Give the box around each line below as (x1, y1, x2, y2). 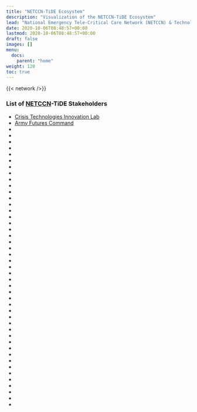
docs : (11, 52, 25, 58)
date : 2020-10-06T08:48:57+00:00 (6, 25, 88, 31)
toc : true (6, 69, 30, 75)
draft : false (6, 36, 38, 42)
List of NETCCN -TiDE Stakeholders (6, 99, 107, 108)
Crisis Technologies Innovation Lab (14, 113, 100, 120)
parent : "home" (16, 58, 54, 64)
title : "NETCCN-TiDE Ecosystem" (6, 8, 85, 15)
